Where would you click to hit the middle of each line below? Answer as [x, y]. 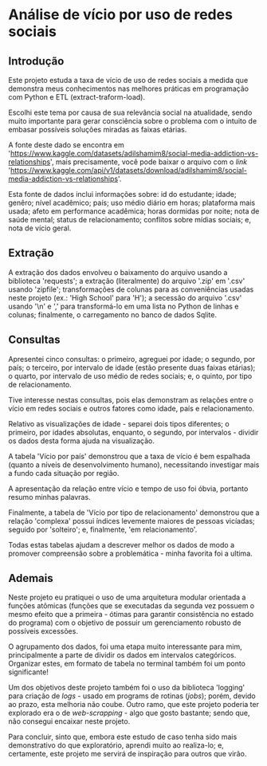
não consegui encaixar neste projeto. [69, 721]
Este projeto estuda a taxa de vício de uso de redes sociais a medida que [128, 80]
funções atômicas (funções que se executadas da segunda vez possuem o [132, 606]
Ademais [31, 578]
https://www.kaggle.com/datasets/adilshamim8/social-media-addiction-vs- [135, 153]
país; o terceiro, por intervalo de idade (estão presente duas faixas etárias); [132, 367]
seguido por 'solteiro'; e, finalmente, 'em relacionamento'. [103, 529]
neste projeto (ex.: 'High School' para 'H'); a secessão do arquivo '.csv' [125, 297]
